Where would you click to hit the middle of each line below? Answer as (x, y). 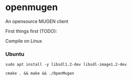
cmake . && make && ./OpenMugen (40, 73)
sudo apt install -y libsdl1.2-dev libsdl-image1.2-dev (66, 65)
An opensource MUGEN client (37, 21)
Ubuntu (15, 54)
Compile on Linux (24, 41)
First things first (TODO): (31, 31)
